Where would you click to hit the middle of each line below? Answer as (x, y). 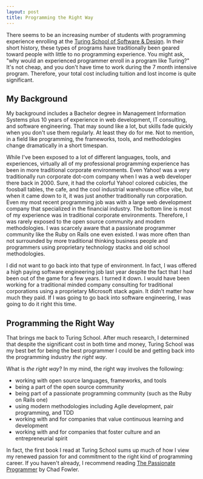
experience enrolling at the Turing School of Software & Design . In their (95, 41)
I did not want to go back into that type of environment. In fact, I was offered (101, 266)
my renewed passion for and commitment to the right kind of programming (99, 457)
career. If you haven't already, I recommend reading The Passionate (91, 463)
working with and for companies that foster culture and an (88, 432)
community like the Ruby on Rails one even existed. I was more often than (98, 234)
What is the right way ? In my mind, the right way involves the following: (95, 369)
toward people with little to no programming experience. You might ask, (95, 54)
